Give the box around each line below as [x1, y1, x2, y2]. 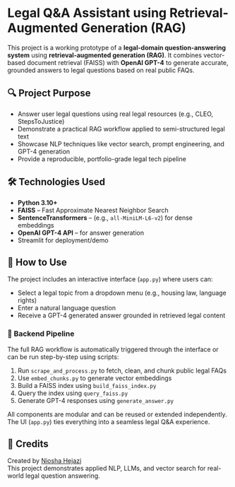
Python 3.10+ [17, 198, 58, 206]
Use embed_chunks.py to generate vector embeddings [17, 373, 172, 382]
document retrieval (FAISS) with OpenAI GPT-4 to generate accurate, [27, 58, 229, 66]
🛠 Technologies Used [7, 176, 106, 188]
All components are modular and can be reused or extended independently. [7, 410, 227, 418]
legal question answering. [25, 471, 100, 480]
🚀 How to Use [7, 256, 67, 268]
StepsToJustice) [17, 117, 65, 125]
